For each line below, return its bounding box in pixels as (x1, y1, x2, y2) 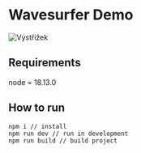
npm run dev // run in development (8, 130, 129, 138)
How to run (8, 101, 66, 115)
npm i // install (8, 122, 67, 130)
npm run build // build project (8, 136, 117, 145)
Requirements (8, 56, 81, 70)
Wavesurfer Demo (8, 6, 134, 24)
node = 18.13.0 (8, 77, 57, 87)
